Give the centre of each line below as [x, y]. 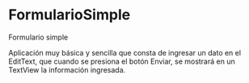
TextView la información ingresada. [67, 69]
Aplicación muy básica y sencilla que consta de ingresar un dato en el [124, 52]
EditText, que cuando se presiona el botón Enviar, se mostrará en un [122, 61]
